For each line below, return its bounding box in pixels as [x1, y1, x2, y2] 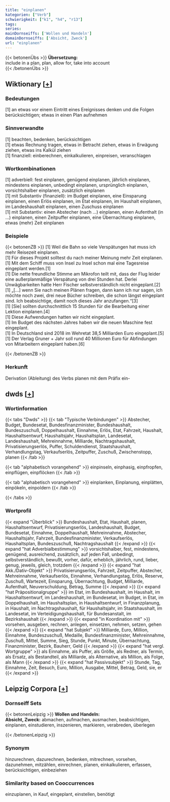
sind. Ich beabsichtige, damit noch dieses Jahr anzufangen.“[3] [5, 298, 138, 304]
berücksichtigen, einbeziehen [5, 767, 67, 773]
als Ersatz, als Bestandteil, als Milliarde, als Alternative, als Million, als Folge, [5, 653, 164, 660]
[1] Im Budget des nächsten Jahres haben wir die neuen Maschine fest [5, 319, 153, 325]
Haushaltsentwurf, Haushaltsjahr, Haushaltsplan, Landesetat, [5, 432, 133, 439]
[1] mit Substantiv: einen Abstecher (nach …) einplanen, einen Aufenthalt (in [5, 209, 163, 215]
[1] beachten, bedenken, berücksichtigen [5, 136, 91, 142]
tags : [5, 21, 17, 27]
